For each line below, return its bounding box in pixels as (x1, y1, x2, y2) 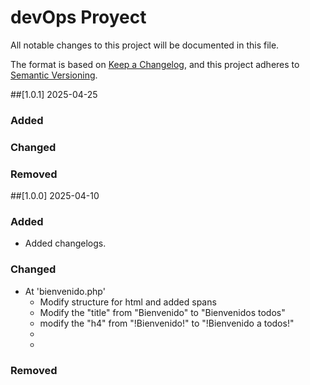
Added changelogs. (24, 237, 107, 250)
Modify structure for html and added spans (39, 296, 217, 308)
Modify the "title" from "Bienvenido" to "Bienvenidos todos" (39, 306, 286, 318)
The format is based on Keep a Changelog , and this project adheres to (10, 58, 300, 70)
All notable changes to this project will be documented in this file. (10, 39, 280, 51)
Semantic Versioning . (10, 69, 98, 81)
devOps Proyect (10, 6, 147, 29)
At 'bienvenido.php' (24, 285, 106, 297)
